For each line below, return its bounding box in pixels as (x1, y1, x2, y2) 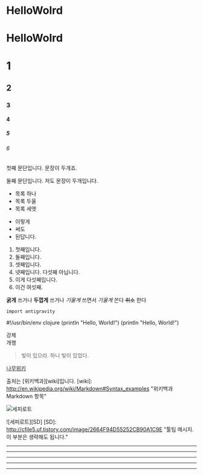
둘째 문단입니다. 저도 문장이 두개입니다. (6, 177, 98, 185)
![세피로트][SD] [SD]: (6, 418, 57, 426)
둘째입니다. (14, 253, 42, 261)
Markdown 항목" (6, 393, 47, 400)
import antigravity (6, 308, 56, 314)
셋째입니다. (14, 261, 42, 269)
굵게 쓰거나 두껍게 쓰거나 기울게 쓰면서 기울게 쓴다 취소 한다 (6, 296, 147, 304)
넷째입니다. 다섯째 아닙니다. (14, 269, 80, 276)
